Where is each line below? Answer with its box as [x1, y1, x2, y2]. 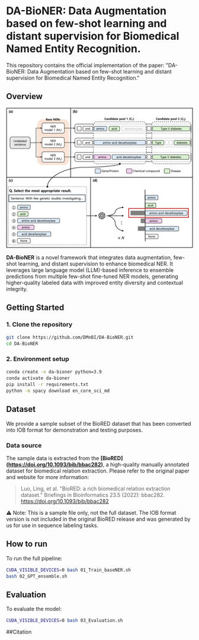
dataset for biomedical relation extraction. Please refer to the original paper [6, 467, 190, 474]
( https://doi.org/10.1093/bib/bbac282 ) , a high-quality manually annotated [6, 461, 190, 468]
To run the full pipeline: [6, 555, 63, 562]
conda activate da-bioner [6, 375, 70, 381]
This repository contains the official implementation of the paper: [6, 61, 165, 69]
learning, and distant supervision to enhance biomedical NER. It [18, 260, 174, 267]
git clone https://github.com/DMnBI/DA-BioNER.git [6, 334, 134, 341]
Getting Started [6, 303, 65, 313]
